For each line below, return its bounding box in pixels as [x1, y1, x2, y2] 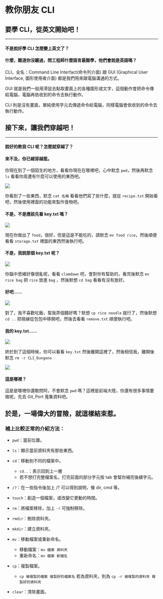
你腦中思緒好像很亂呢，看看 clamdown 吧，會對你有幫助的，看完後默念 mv [5, 271, 149, 277]
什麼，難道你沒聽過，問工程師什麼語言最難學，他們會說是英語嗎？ [5, 57, 137, 63]
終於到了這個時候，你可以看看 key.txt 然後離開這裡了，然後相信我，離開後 [5, 349, 154, 355]
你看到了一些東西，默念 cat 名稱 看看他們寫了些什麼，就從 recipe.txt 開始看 [5, 193, 158, 199]
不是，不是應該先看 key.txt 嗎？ [5, 211, 68, 217]
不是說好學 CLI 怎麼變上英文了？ [5, 45, 69, 51]
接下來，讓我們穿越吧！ [5, 123, 75, 132]
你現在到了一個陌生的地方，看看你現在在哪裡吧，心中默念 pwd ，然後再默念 [5, 167, 153, 173]
